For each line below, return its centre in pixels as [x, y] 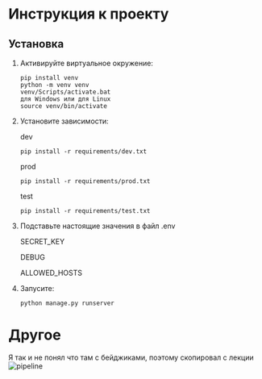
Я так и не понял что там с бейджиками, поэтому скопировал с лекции [131, 357]
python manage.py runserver [67, 303]
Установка [36, 44]
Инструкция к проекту [89, 14]
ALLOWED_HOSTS [51, 273]
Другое [35, 335]
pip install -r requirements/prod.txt [85, 181]
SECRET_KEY [42, 242]
